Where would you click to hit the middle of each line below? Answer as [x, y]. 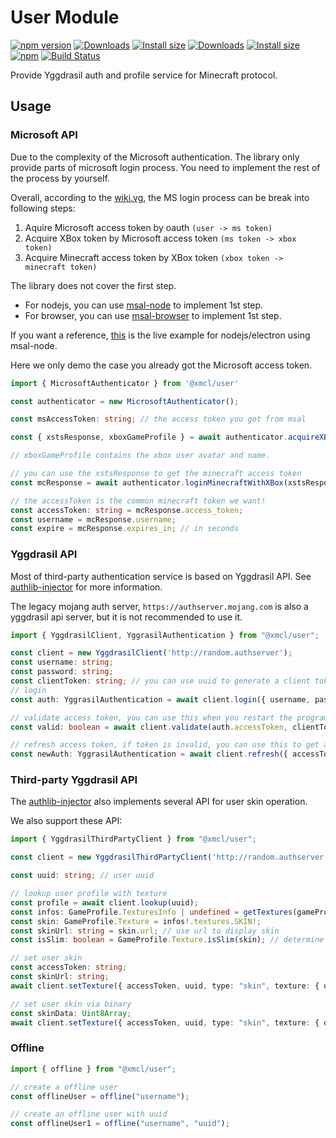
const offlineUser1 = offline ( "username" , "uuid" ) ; [120, 1124]
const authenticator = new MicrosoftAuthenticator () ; [125, 401]
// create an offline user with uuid [89, 1114]
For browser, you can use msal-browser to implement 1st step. [153, 315]
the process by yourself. [60, 178]
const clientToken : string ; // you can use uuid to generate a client [160, 681]
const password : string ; [62, 672]
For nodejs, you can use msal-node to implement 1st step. [144, 305]
